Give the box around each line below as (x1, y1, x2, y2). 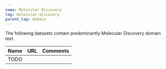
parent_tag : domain (5, 16, 46, 21)
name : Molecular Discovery (5, 7, 62, 12)
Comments (42, 47, 70, 54)
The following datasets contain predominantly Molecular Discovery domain (5, 30, 161, 36)
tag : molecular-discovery (5, 12, 60, 17)
